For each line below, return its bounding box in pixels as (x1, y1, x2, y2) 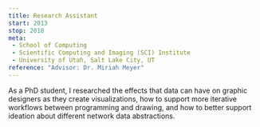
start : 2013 (8, 19, 48, 27)
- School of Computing (11, 42, 88, 50)
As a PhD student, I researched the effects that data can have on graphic (8, 85, 248, 95)
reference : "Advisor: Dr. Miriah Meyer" (8, 64, 145, 72)
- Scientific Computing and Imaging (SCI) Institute (11, 49, 191, 57)
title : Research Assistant (8, 11, 98, 20)
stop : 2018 (8, 26, 45, 34)
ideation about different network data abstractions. (8, 111, 175, 121)
